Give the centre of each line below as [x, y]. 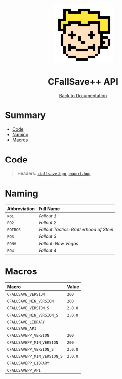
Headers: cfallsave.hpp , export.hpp [54, 173]
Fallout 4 [48, 250]
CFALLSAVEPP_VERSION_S [31, 349]
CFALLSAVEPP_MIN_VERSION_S [35, 356]
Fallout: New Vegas [59, 243]
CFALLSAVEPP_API [24, 370]
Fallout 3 [48, 236]
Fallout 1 [48, 216]
